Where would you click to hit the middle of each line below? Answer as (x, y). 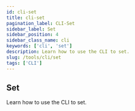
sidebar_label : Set (31, 29)
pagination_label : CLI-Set (41, 23)
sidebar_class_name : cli (38, 40)
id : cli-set (21, 12)
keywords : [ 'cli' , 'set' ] (39, 46)
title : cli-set (26, 18)
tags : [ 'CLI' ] (24, 63)
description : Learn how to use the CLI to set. (68, 52)
